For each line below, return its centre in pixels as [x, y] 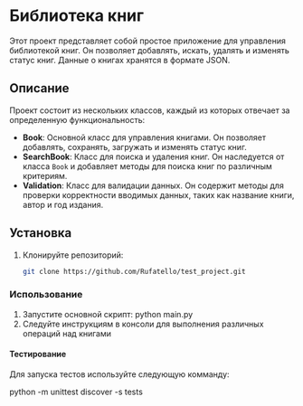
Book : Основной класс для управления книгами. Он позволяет [144, 137]
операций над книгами [66, 333]
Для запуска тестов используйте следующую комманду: [119, 374]
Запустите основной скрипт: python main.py [108, 314]
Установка [41, 233]
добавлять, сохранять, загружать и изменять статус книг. [134, 146]
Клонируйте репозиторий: [73, 255]
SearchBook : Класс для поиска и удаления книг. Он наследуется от [153, 156]
